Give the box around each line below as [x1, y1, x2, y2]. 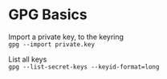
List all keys [8, 54, 47, 64]
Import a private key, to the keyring [8, 32, 124, 41]
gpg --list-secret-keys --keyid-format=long [8, 62, 160, 71]
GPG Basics [8, 6, 88, 24]
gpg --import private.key [8, 40, 95, 49]
